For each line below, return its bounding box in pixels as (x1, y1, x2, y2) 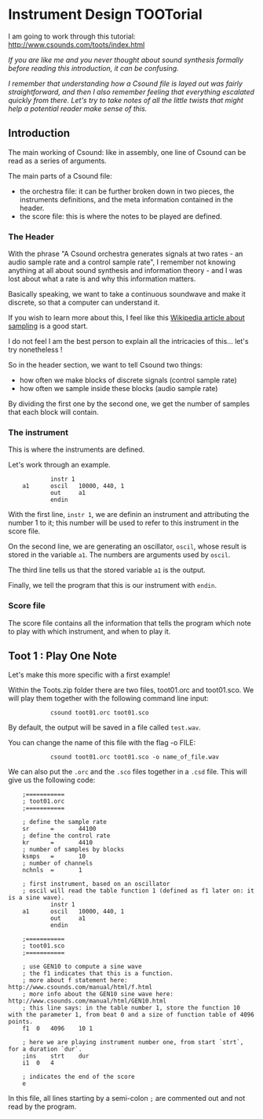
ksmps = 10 (22, 852, 86, 861)
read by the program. (8, 1102, 77, 1111)
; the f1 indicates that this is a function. (22, 969, 174, 977)
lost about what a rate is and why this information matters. (8, 274, 196, 284)
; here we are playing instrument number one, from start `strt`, (22, 1039, 244, 1047)
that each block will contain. (8, 408, 100, 417)
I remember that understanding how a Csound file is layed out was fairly (8, 79, 243, 88)
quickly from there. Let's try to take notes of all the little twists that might (8, 95, 243, 105)
